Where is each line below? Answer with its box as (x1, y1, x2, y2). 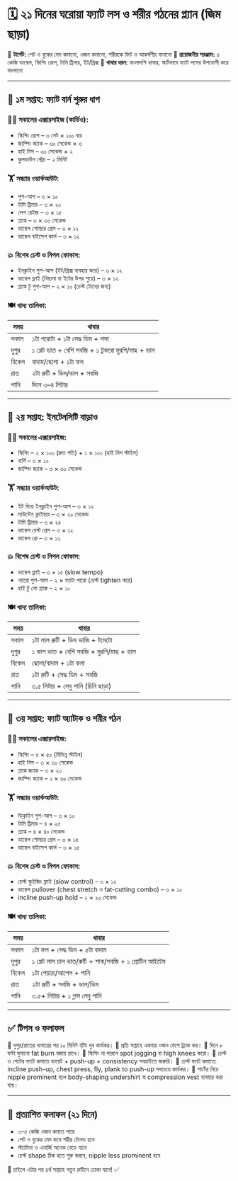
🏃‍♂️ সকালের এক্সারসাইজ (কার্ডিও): (7, 115, 89, 125)
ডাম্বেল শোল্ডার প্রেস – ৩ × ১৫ (17, 835, 79, 844)
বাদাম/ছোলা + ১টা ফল (31, 356, 84, 366)
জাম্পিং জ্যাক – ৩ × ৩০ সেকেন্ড (17, 464, 83, 473)
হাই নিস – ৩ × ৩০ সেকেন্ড (17, 758, 74, 766)
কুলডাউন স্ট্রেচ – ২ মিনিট (17, 154, 68, 164)
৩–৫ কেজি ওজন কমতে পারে (17, 1127, 75, 1136)
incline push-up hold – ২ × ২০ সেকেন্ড (17, 894, 117, 902)
